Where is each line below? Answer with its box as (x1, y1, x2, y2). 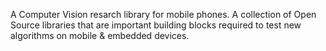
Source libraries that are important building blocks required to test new (10, 19, 302, 31)
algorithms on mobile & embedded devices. (10, 30, 190, 41)
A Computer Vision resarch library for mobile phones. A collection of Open (10, 9, 317, 20)
